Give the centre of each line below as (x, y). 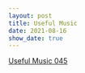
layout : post (30, 16)
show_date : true (36, 38)
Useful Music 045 (38, 61)
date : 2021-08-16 (38, 30)
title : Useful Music (43, 23)
